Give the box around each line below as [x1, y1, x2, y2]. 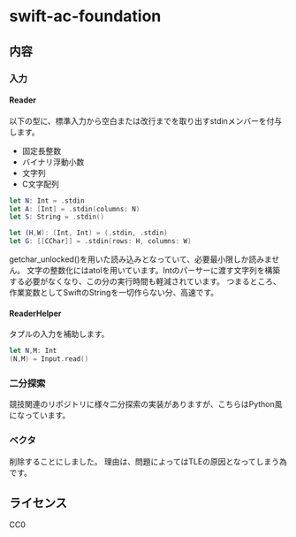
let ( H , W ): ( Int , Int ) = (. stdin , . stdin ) [9, 228, 168, 238]
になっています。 [9, 410, 71, 421]
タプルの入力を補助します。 [9, 329, 110, 340]
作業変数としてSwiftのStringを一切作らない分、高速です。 [9, 288, 219, 298]
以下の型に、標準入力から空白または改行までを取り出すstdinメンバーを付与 [9, 115, 283, 126]
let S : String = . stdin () [9, 212, 104, 222]
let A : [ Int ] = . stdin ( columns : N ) [9, 204, 140, 213]
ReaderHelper [9, 308, 62, 318]
